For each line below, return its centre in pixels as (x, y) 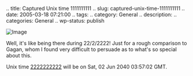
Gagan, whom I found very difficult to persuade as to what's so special (92, 49)
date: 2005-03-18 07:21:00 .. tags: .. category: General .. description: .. (92, 15)
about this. (19, 55)
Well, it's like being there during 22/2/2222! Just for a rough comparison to (97, 43)
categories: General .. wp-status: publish (55, 21)
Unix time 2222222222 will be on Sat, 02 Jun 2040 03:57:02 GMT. (87, 67)
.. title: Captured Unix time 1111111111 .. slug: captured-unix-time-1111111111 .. (95, 8)
